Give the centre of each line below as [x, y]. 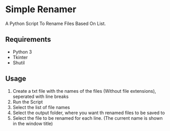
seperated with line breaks [41, 96]
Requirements [28, 40]
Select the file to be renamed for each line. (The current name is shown [88, 118]
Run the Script [28, 102]
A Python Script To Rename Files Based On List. [56, 23]
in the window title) [33, 123]
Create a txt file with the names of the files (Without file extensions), [84, 91]
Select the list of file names [41, 107]
